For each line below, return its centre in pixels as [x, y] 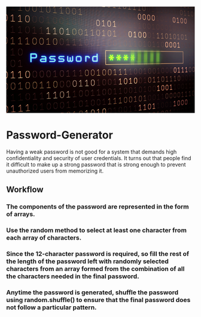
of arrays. [21, 214]
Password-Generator [60, 135]
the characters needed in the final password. [73, 276]
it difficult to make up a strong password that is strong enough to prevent [96, 164]
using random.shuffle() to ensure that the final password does [98, 300]
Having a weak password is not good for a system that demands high [92, 152]
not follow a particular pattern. [51, 307]
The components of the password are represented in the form [98, 206]
